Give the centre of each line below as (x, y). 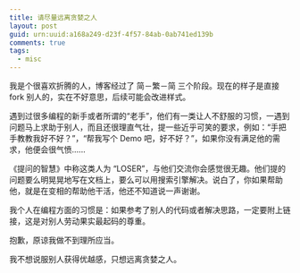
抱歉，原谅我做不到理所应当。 (64, 240)
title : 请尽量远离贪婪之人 (54, 17)
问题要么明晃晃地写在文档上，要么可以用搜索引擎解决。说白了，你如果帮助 (146, 179)
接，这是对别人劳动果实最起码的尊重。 (79, 221)
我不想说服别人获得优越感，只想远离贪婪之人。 (95, 259)
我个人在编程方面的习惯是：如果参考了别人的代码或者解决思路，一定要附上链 (150, 210)
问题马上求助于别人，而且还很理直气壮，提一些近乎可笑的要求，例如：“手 (144, 127)
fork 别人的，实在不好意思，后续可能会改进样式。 (100, 97)
